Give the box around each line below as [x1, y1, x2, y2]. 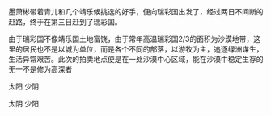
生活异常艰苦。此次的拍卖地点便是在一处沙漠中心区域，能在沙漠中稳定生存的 [8, 55, 264, 64]
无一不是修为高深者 [8, 64, 73, 74]
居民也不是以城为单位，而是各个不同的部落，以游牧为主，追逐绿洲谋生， [22, 44, 264, 54]
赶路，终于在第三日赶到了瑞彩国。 [8, 17, 122, 27]
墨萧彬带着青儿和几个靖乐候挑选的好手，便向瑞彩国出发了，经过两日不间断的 [8, 7, 264, 16]
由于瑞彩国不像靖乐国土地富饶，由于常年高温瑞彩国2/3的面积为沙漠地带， [8, 35, 254, 43]
